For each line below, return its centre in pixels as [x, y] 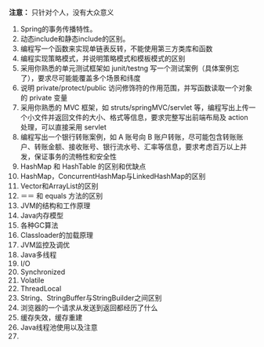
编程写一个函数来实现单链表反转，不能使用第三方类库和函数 [116, 49]
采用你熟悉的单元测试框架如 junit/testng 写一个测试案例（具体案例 [127, 68]
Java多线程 [38, 255]
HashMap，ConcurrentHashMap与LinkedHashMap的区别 [113, 176]
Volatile [32, 280]
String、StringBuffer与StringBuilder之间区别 [91, 298]
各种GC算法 [39, 225]
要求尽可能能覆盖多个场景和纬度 [89, 78]
